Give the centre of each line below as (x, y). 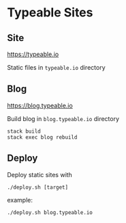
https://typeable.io (33, 54)
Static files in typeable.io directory (56, 67)
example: (20, 200)
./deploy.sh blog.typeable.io (50, 212)
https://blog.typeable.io (40, 105)
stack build (24, 131)
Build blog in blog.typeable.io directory (63, 118)
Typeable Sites (50, 13)
